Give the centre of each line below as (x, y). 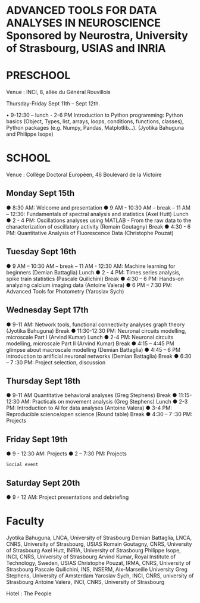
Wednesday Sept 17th (47, 310)
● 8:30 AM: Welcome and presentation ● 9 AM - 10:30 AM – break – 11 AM (98, 207)
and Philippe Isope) (30, 134)
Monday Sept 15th (40, 193)
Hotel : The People (29, 593)
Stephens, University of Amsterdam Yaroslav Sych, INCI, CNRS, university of (100, 576)
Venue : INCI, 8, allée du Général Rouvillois (59, 92)
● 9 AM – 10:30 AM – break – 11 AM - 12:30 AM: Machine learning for (91, 266)
